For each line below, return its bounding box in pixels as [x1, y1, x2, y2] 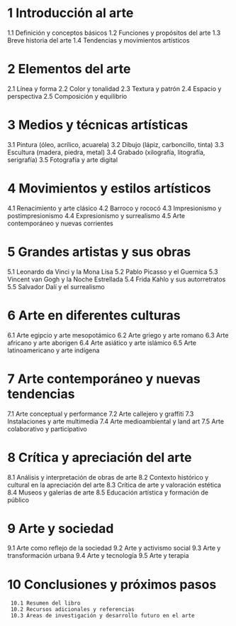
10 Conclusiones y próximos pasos [7, 576, 217, 593]
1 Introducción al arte [7, 5, 134, 21]
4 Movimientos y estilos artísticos [7, 180, 211, 196]
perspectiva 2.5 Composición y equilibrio [7, 92, 128, 100]
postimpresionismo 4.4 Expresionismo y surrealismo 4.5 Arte [7, 211, 186, 220]
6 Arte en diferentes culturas [7, 307, 181, 323]
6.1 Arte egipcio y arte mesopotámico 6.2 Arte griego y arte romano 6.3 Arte [7, 330, 229, 339]
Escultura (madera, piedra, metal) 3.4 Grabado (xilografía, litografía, [7, 148, 206, 156]
